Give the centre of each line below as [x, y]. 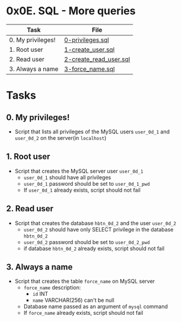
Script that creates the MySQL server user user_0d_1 [79, 171]
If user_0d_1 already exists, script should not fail [82, 190]
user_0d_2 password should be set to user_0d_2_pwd [87, 242]
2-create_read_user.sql [97, 59]
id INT [40, 294]
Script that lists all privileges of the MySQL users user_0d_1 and [92, 132]
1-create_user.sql [90, 49]
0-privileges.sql [87, 40]
